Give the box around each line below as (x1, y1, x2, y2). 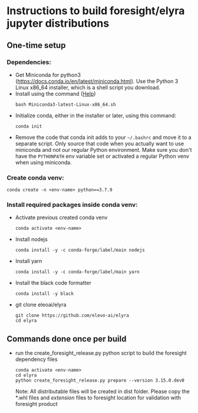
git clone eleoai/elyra (15, 301, 67, 308)
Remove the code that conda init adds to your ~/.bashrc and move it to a (15, 134, 192, 141)
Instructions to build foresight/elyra (6, 4, 185, 18)
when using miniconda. (15, 158, 72, 166)
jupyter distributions (6, 17, 110, 30)
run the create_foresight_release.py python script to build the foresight (15, 350, 187, 357)
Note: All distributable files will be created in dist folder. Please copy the (15, 388, 190, 395)
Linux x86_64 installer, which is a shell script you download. (15, 84, 161, 91)
